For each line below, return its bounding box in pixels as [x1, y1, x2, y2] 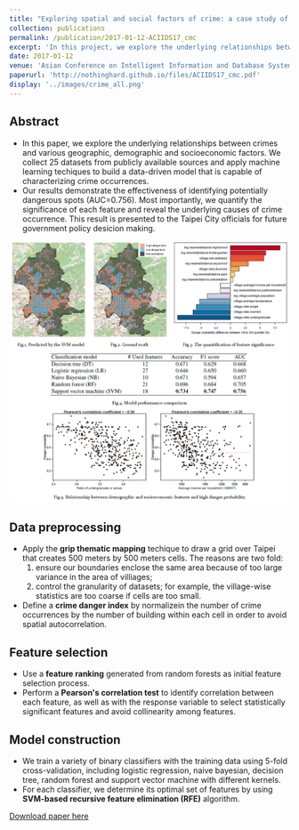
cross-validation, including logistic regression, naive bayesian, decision [21, 765, 284, 776]
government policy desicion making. [21, 222, 156, 233]
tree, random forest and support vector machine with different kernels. [21, 774, 281, 785]
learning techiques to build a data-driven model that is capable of [21, 165, 263, 177]
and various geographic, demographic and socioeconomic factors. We [21, 147, 281, 157]
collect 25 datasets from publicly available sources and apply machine [21, 157, 280, 167]
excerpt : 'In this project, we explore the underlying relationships [9, 43, 273, 52]
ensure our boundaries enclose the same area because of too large [35, 562, 283, 573]
